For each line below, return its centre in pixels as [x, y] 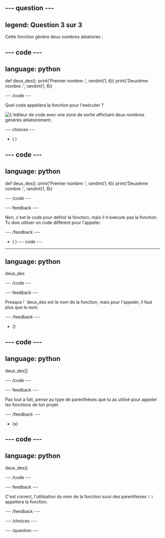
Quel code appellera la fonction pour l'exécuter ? [55, 105]
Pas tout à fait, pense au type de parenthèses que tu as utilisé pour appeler [81, 399]
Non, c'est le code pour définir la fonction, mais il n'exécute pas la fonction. [82, 217]
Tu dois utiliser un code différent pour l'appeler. [53, 222]
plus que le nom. [22, 307]
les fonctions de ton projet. [32, 404]
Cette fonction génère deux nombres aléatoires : [54, 37]
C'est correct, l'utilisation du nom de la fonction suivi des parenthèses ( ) [79, 496]
